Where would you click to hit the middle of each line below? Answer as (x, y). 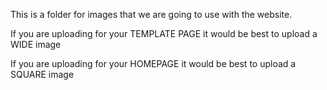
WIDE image (36, 44)
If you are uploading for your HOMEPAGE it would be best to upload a (153, 63)
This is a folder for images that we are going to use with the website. (151, 14)
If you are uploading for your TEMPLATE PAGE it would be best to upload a (164, 33)
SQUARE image (42, 74)
